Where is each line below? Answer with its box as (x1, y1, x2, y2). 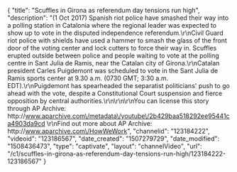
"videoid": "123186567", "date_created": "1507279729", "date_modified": (7, 134, 220, 143)
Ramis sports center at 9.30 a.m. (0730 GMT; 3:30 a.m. (7, 74, 169, 82)
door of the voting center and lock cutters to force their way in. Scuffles (7, 44, 217, 52)
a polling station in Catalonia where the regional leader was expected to (7, 21, 216, 29)
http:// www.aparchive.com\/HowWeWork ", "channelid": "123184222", (7, 127, 211, 135)
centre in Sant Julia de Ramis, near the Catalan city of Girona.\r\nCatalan (7, 59, 220, 67)
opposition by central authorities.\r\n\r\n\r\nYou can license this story (7, 97, 209, 105)
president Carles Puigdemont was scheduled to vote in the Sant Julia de (7, 67, 219, 75)
